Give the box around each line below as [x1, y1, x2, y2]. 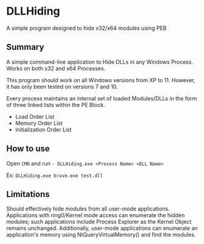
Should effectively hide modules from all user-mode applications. [6, 205, 170, 212]
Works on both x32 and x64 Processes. [6, 64, 105, 72]
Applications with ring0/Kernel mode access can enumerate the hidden [6, 212, 185, 219]
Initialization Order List [15, 126, 72, 133]
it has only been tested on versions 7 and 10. [6, 83, 118, 90]
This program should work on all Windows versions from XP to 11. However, [6, 76, 196, 83]
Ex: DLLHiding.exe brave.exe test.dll [6, 172, 104, 179]
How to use [6, 144, 50, 154]
